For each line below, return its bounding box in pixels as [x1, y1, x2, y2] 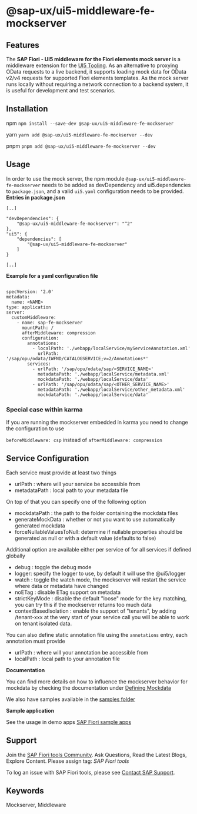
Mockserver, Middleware [6, 802, 66, 809]
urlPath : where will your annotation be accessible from [14, 649, 149, 656]
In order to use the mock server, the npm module [6, 175, 125, 182]
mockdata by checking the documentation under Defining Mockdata [6, 684, 172, 691]
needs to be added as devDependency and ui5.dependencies [42, 181, 191, 188]
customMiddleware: [11, 314, 57, 320]
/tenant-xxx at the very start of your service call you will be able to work [14, 613, 189, 620]
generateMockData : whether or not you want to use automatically [14, 516, 175, 523]
